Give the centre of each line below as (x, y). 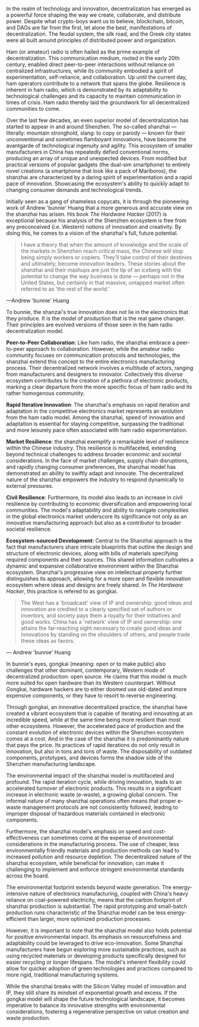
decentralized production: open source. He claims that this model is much (97, 676)
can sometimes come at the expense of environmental (107, 838)
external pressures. (30, 486)
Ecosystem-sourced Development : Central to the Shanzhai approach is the (99, 541)
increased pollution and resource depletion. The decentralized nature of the (99, 857)
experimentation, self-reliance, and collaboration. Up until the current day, (97, 77)
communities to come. (33, 109)
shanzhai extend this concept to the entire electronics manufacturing (91, 362)
